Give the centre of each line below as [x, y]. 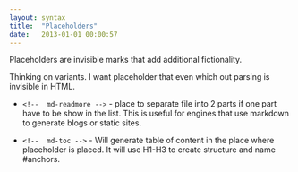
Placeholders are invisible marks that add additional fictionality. [126, 60]
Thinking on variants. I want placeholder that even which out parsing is [140, 77]
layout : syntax [38, 17]
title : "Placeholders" [54, 26]
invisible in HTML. [43, 87]
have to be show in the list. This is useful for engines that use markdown [155, 114]
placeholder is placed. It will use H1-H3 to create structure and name [149, 150]
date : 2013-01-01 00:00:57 [64, 34]
